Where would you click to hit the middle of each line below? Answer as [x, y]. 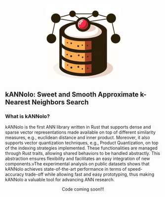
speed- [135, 169]
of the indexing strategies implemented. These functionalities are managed [82, 148]
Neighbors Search [60, 102]
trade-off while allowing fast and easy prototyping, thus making [90, 174]
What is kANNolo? [28, 116]
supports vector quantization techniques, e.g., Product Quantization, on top [82, 143]
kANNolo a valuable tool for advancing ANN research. [60, 180]
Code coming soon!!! [83, 189]
